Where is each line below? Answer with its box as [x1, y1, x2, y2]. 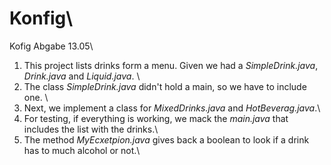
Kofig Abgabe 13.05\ [9, 40, 94, 52]
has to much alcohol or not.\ [23, 144, 141, 156]
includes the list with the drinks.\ [23, 123, 159, 135]
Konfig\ [9, 7, 74, 30]
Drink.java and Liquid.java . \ [23, 70, 141, 82]
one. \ [23, 91, 49, 103]
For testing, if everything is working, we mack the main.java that [23, 112, 289, 124]
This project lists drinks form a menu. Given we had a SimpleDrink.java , [23, 59, 319, 71]
